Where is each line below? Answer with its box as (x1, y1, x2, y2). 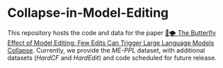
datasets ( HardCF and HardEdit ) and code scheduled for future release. (7, 53, 217, 62)
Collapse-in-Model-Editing (7, 5, 169, 21)
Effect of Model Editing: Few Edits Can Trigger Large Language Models (7, 39, 215, 47)
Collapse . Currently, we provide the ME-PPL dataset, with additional (7, 46, 205, 54)
